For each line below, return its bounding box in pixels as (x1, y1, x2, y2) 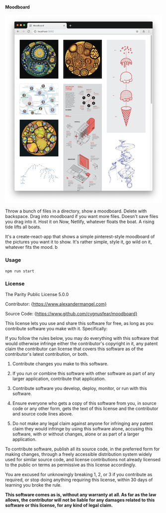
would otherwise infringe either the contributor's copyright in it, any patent (5, 341, 158, 347)
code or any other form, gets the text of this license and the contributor (12, 406, 159, 411)
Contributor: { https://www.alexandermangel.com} (5, 301, 107, 307)
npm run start (5, 269, 35, 274)
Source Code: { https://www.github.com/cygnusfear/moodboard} (5, 311, 138, 317)
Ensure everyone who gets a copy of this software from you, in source (12, 401, 157, 407)
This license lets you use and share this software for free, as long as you (5, 320, 154, 326)
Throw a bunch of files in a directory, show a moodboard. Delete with (5, 208, 147, 214)
